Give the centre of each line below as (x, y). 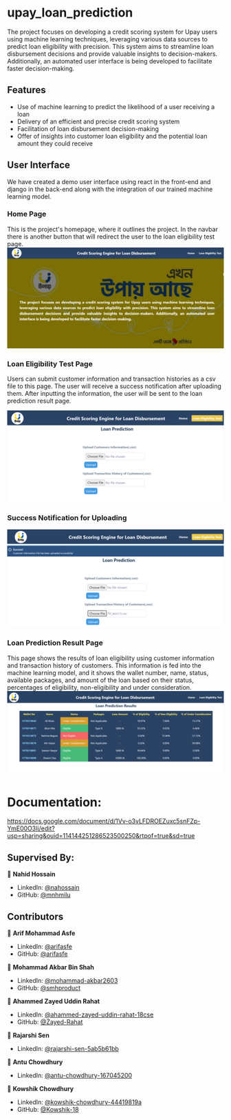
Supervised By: (41, 858)
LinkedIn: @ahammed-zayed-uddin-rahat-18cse (85, 1014)
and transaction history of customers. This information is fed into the (104, 665)
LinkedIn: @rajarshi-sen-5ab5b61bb (68, 1048)
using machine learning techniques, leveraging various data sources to (108, 39)
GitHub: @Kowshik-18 (48, 1109)
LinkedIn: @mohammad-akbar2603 (67, 980)
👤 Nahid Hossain (31, 874)
